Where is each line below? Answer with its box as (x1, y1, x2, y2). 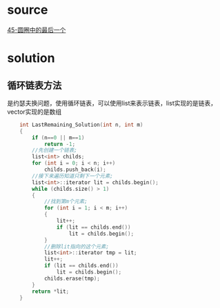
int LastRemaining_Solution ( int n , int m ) (19, 121, 143, 128)
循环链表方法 (7, 79, 62, 91)
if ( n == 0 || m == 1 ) (32, 134, 85, 141)
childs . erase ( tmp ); (43, 275, 100, 282)
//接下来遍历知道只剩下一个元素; (32, 172, 114, 179)
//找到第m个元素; (43, 198, 88, 205)
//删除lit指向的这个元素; (43, 243, 109, 250)
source (7, 2, 48, 18)
